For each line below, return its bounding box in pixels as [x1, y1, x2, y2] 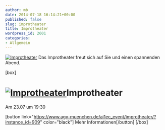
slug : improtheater [5, 21, 46, 27]
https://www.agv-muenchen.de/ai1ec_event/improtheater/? [33, 113, 156, 119]
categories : [5, 36, 30, 41]
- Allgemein [5, 40, 30, 46]
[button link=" [5, 113, 34, 119]
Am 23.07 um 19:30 [5, 104, 46, 110]
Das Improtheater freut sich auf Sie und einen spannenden [38, 54, 160, 60]
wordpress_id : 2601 [5, 31, 46, 36]
